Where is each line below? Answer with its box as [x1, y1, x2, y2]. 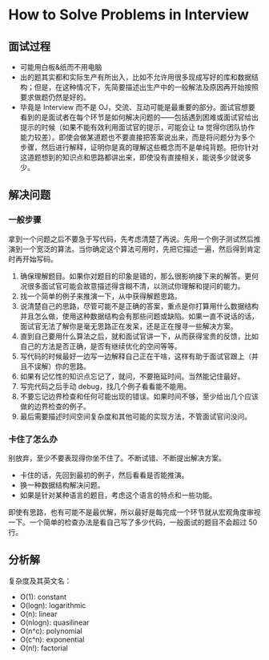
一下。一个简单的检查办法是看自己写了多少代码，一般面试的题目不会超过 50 [8, 517, 258, 527]
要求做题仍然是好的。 [19, 92, 90, 102]
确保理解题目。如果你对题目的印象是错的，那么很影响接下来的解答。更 [19, 271, 252, 281]
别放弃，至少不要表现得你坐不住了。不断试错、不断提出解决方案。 [8, 453, 226, 463]
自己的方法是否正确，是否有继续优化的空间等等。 [19, 341, 182, 350]
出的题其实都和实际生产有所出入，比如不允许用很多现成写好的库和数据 [19, 72, 252, 82]
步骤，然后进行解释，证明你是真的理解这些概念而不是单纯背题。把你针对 [19, 143, 259, 152]
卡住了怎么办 [8, 433, 58, 444]
